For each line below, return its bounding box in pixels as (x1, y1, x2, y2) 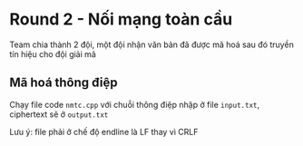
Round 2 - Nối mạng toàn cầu (9, 9, 233, 30)
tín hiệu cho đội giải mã (9, 48, 97, 59)
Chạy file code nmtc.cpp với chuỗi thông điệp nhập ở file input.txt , (9, 99, 260, 110)
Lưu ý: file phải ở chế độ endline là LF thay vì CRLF (9, 126, 199, 137)
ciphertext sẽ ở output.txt (9, 109, 109, 120)
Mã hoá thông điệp (9, 75, 118, 91)
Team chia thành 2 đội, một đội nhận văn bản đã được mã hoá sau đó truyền (9, 39, 295, 50)
